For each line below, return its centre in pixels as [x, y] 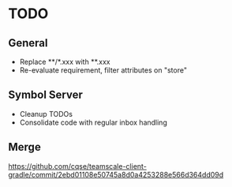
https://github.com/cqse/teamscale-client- [78, 166]
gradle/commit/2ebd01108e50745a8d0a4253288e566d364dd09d [116, 174]
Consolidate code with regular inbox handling [93, 122]
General [28, 43]
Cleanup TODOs [46, 114]
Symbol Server [45, 95]
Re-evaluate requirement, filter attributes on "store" [103, 70]
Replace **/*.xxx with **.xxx [65, 62]
